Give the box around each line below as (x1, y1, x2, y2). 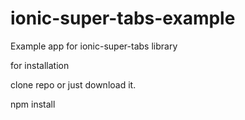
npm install (10, 98, 56, 110)
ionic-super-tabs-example (10, 7, 236, 30)
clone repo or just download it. (10, 78, 137, 91)
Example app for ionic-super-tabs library (10, 40, 178, 52)
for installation (10, 59, 70, 71)
